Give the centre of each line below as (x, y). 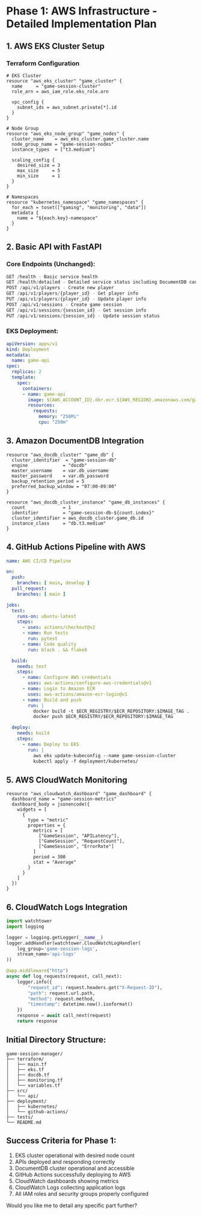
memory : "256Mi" (59, 417)
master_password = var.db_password (60, 476)
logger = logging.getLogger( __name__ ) (55, 937)
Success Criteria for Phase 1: (61, 1141)
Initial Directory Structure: (56, 1040)
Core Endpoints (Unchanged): (51, 264)
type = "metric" (48, 820)
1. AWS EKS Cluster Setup (56, 46)
